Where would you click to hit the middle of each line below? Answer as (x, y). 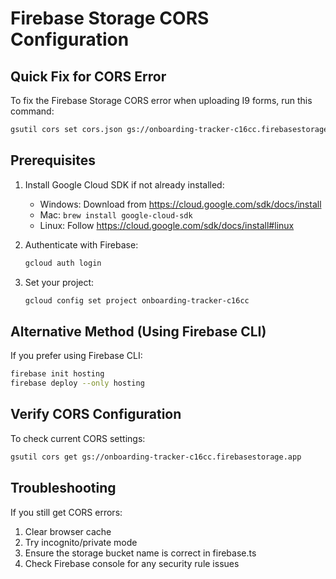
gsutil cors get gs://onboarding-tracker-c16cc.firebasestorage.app (156, 457)
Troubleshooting (63, 488)
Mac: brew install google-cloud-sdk (116, 214)
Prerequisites (53, 160)
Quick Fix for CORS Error (88, 76)
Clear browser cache (68, 531)
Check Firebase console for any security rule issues (132, 563)
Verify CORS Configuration (96, 414)
